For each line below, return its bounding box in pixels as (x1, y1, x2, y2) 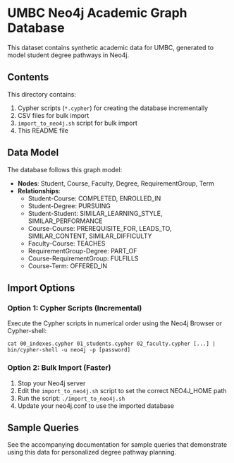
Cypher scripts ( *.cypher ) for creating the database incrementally (17, 104, 209, 112)
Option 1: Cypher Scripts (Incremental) (7, 303, 142, 313)
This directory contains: (7, 90, 76, 98)
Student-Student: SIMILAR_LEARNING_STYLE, (27, 209, 163, 217)
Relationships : (17, 186, 61, 195)
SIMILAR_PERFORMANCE (27, 217, 104, 225)
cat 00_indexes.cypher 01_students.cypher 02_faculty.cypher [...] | (7, 340, 216, 347)
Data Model (7, 147, 59, 159)
